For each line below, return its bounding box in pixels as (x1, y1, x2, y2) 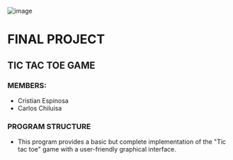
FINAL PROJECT (7, 32, 105, 47)
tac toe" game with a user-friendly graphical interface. (17, 145, 177, 154)
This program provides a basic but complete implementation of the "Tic (17, 137, 227, 146)
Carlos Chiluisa (17, 104, 62, 112)
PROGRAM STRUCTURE (7, 121, 91, 131)
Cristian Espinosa (17, 96, 69, 105)
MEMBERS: (7, 80, 47, 90)
